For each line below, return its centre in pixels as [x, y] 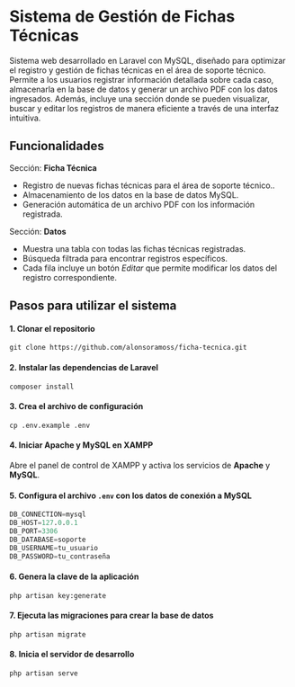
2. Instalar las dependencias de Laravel [84, 367]
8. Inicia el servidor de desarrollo [72, 655]
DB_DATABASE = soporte [48, 540]
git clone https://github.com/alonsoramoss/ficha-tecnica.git [128, 348]
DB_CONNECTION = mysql [48, 514]
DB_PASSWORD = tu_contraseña [60, 556]
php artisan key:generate [58, 595]
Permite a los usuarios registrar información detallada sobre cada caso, [142, 79]
